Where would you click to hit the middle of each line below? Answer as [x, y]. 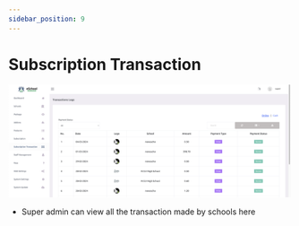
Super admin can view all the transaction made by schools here [138, 212]
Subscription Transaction [105, 64]
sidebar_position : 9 [47, 19]
